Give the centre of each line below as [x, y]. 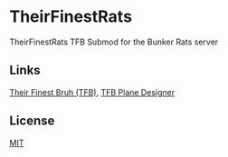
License [32, 121]
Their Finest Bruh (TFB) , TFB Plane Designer [92, 92]
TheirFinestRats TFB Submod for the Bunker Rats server [114, 42]
